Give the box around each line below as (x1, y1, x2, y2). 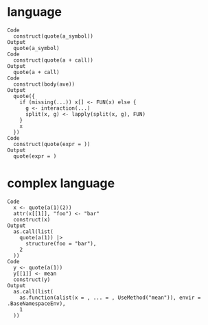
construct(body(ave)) (13, 80, 76, 88)
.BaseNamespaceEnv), (7, 300, 67, 307)
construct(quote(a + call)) (13, 56, 94, 64)
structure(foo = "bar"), (25, 240, 97, 247)
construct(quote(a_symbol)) (13, 32, 94, 40)
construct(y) (13, 276, 51, 283)
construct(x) (13, 216, 51, 223)
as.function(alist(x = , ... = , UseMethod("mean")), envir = (19, 294, 201, 301)
